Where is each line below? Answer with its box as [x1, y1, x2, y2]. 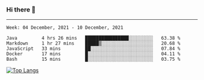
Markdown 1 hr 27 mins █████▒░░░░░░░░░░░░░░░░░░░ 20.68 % [6, 40, 181, 47]
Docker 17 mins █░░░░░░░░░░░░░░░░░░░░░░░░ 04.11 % [6, 51, 181, 57]
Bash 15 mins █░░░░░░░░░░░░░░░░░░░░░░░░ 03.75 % [6, 57, 181, 63]
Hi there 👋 [6, 5, 36, 14]
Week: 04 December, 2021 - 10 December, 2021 [6, 25, 123, 31]
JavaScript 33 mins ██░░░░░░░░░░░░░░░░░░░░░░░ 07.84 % [6, 46, 181, 52]
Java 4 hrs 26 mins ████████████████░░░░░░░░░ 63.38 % [6, 35, 181, 42]
